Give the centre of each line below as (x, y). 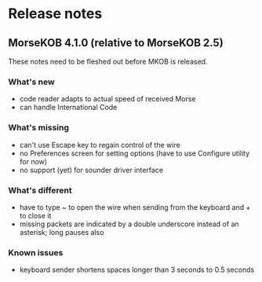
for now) (33, 161)
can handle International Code (68, 108)
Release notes (55, 14)
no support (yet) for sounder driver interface (91, 170)
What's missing (38, 128)
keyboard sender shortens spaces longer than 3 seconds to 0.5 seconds (137, 270)
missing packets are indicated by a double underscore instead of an (129, 224)
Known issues (36, 252)
